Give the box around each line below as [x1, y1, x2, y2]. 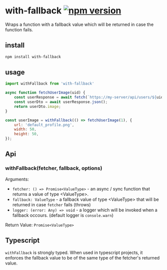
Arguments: [5, 176, 29, 182]
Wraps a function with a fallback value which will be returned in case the [5, 21, 154, 27]
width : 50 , [14, 127, 37, 132]
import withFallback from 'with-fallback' [5, 81, 94, 87]
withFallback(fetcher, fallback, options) [5, 165, 103, 172]
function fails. [5, 26, 33, 32]
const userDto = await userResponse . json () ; [14, 99, 108, 104]
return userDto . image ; [14, 104, 61, 109]
